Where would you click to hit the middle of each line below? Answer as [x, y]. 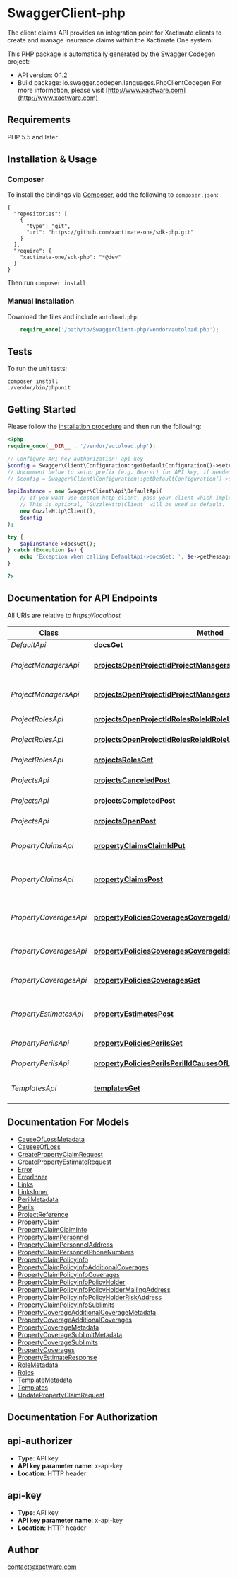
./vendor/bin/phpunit [39, 388]
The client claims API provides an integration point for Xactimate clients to [115, 33]
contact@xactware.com [42, 1567]
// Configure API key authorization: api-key [75, 459]
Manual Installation [41, 301]
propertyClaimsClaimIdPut [140, 845]
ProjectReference [43, 1214]
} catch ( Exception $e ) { [45, 550]
